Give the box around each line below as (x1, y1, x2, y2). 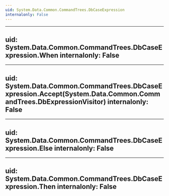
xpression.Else (5, 144, 53, 152)
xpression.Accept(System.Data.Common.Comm (5, 89, 160, 98)
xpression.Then (5, 182, 56, 191)
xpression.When (5, 51, 59, 59)
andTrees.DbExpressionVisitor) (5, 97, 107, 106)
